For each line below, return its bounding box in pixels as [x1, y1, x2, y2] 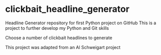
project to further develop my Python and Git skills [5, 25, 109, 31]
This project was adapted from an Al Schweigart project [5, 44, 121, 50]
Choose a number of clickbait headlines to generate [5, 35, 113, 41]
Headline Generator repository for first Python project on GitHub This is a [5, 20, 156, 26]
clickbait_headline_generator [5, 3, 129, 15]
